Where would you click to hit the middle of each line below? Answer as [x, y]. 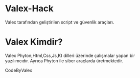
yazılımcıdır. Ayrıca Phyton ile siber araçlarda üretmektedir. [64, 61]
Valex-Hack [29, 9]
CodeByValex [19, 70]
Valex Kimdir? [34, 42]
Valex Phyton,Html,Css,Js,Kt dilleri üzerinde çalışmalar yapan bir [70, 55]
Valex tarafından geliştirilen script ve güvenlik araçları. [59, 22]
